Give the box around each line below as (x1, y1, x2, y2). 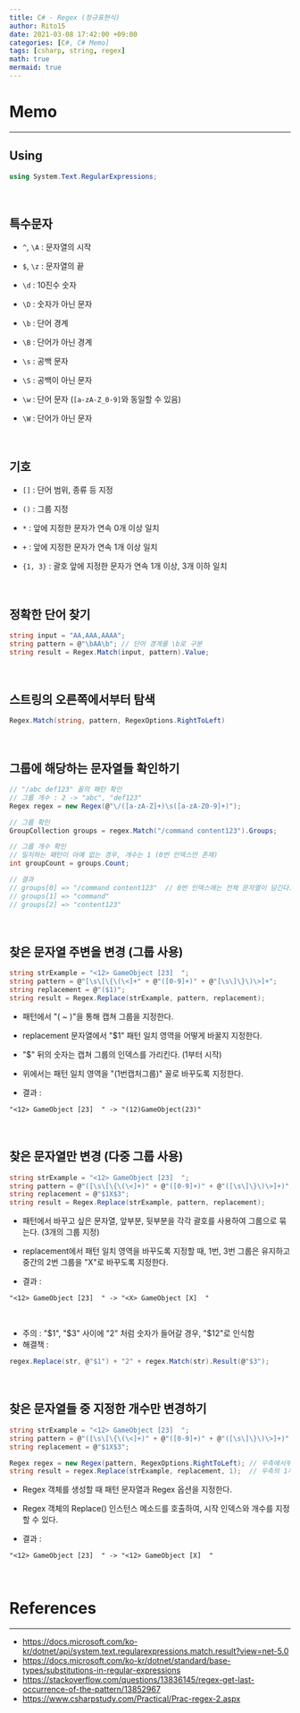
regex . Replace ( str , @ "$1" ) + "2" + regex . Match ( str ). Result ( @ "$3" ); (9, 1358, 270, 1366)
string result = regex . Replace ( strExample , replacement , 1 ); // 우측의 (9, 1467, 279, 1476)
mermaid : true (9, 64, 62, 73)
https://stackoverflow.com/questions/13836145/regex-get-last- (21, 1674, 255, 1685)
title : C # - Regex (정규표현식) (9, 13, 121, 22)
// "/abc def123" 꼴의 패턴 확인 (9, 785, 122, 794)
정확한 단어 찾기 (9, 606, 91, 622)
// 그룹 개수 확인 (9, 843, 67, 852)
